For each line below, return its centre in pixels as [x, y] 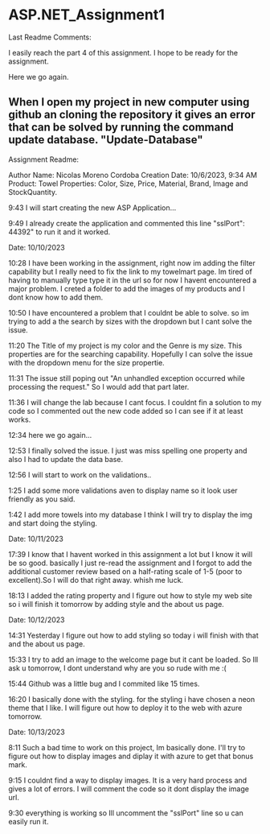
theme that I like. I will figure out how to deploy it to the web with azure [125, 708]
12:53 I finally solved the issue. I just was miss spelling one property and [128, 450]
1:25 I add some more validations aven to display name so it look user [123, 490]
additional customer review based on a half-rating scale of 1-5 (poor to [125, 571]
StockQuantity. [33, 192]
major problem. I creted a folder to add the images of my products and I [127, 288]
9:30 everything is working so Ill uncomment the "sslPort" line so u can [126, 813]
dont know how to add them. [56, 297]
